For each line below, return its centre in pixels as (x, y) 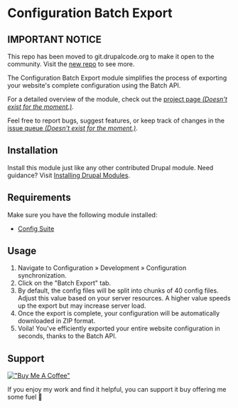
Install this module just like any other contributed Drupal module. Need (110, 167)
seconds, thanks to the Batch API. (67, 336)
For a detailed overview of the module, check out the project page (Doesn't (117, 99)
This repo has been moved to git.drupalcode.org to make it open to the (111, 56)
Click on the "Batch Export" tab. (64, 283)
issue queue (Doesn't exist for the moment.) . (73, 128)
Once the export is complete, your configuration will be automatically (119, 313)
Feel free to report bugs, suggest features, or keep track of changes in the (116, 120)
